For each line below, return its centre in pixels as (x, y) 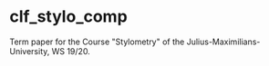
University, (30, 51)
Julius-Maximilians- (223, 42)
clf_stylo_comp (68, 17)
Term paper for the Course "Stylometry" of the (97, 42)
